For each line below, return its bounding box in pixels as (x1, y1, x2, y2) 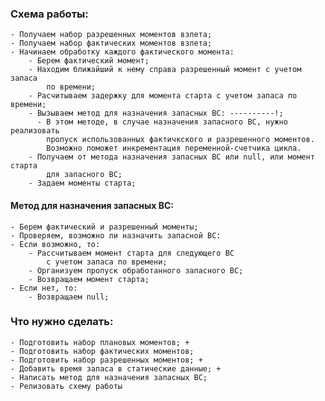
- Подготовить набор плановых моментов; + (10, 337, 190, 347)
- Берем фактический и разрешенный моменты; (10, 222, 199, 232)
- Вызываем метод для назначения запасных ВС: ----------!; (28, 108, 284, 119)
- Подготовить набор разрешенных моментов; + (10, 355, 203, 365)
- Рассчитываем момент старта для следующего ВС (28, 248, 235, 258)
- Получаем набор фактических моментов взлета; (10, 38, 213, 49)
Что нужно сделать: (10, 315, 114, 329)
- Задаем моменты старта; (28, 178, 137, 189)
